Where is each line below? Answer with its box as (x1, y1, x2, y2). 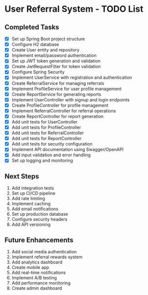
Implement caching (11, 201, 51, 207)
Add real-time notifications (11, 270, 66, 275)
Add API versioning (11, 221, 51, 227)
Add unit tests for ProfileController (11, 124, 81, 130)
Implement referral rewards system (11, 254, 83, 260)
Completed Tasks (4, 23, 59, 31)
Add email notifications (11, 206, 58, 212)
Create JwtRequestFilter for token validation (11, 64, 101, 70)
